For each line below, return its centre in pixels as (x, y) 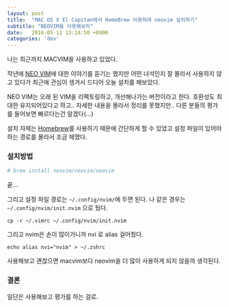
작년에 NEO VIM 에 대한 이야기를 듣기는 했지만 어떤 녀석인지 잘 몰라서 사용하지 (111, 74)
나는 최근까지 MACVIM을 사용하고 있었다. (63, 59)
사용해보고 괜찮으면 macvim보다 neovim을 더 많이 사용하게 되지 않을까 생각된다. (114, 261)
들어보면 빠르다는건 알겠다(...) (54, 114)
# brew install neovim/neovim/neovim (61, 171)
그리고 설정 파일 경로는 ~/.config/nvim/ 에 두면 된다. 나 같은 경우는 (96, 200)
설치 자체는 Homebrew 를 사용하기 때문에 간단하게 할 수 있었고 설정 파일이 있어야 (114, 129)
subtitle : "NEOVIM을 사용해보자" (50, 26)
